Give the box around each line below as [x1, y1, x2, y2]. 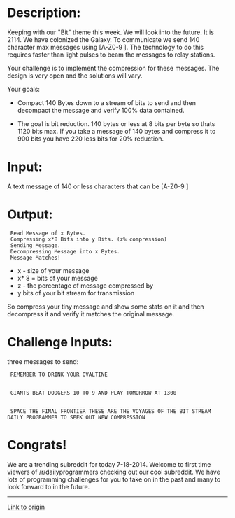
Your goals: [7, 85, 41, 93]
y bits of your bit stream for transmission [17, 288, 135, 297]
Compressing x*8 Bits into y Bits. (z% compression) [10, 236, 168, 243]
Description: [7, 5, 81, 21]
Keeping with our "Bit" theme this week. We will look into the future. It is [7, 28, 215, 36]
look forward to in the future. [7, 482, 90, 491]
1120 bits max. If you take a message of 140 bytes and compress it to [17, 127, 216, 135]
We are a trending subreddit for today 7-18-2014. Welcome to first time [7, 460, 211, 468]
